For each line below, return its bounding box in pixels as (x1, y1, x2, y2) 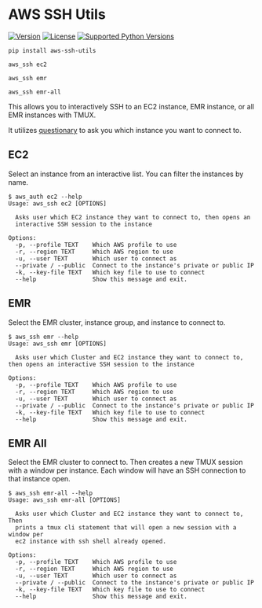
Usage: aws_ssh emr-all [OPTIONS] (8, 496, 122, 504)
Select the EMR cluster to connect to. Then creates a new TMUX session (8, 458, 243, 467)
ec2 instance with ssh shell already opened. (15, 537, 167, 546)
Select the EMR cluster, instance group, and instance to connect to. (8, 317, 226, 327)
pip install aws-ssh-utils (8, 46, 96, 54)
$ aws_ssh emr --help (8, 333, 79, 341)
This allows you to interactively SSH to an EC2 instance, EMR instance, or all (8, 101, 255, 111)
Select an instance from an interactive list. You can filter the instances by (8, 169, 244, 179)
